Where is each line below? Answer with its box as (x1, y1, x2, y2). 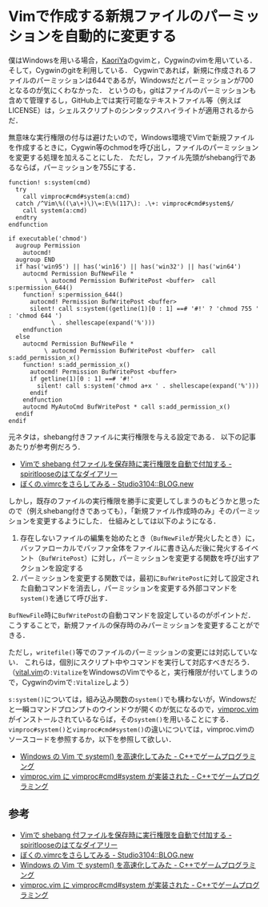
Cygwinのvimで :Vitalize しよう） (22, 677, 134, 687)
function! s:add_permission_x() (22, 361, 130, 369)
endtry (15, 213, 38, 221)
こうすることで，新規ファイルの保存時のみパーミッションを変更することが (8, 620, 254, 630)
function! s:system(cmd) (8, 178, 91, 187)
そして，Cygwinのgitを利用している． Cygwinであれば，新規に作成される (8, 65, 250, 75)
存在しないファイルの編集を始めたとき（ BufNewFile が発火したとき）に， (19, 533, 259, 542)
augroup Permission (15, 241, 81, 249)
